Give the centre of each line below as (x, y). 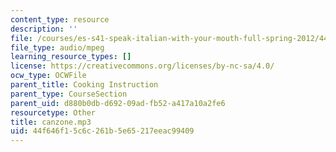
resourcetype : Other (53, 112)
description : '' (44, 29)
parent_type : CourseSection (69, 94)
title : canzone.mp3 (51, 122)
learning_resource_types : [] (71, 57)
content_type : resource (60, 19)
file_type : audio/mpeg (57, 47)
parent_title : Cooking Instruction (84, 85)
